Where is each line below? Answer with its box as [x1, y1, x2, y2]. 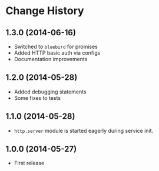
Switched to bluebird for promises [14, 43, 98, 50]
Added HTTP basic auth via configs [14, 49, 101, 56]
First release [14, 160, 45, 167]
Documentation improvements [14, 56, 88, 62]
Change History [5, 4, 84, 18]
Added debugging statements [14, 88, 87, 95]
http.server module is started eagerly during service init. [14, 127, 154, 134]
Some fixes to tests [14, 94, 61, 101]
